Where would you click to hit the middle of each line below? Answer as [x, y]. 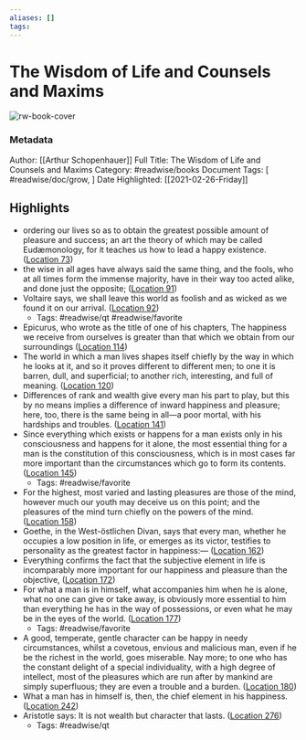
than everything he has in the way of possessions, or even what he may [158, 608]
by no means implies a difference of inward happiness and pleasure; [151, 405]
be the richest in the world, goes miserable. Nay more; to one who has [155, 657]
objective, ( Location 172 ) [69, 579]
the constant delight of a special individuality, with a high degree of [149, 667]
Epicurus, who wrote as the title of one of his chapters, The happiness [155, 327]
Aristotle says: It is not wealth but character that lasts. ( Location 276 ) [153, 715]
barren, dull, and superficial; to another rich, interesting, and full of [148, 375]
